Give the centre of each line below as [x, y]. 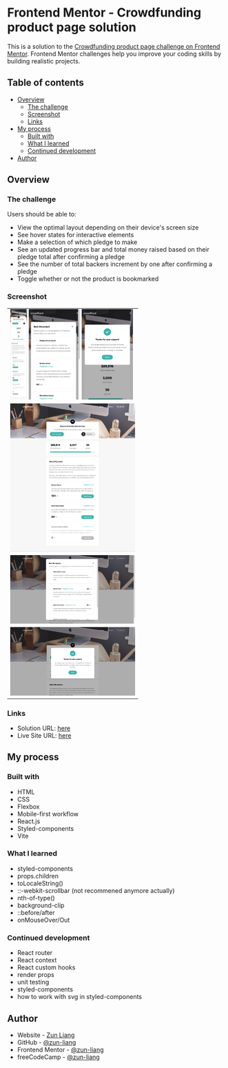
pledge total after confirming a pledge [71, 257]
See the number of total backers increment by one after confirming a [115, 264]
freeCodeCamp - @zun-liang [58, 1057]
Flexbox [28, 806]
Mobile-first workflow [48, 814]
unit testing [33, 982]
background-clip [41, 905]
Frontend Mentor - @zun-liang [60, 1049]
